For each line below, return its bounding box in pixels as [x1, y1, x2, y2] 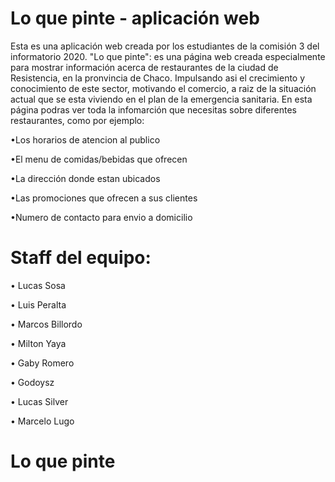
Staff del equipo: [10, 247, 152, 269]
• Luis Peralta [10, 298, 67, 311]
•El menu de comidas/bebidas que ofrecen [10, 153, 188, 165]
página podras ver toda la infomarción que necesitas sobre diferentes [10, 103, 297, 116]
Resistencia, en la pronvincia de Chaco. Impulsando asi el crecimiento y [10, 72, 306, 84]
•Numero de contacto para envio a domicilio [10, 211, 193, 223]
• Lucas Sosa [10, 279, 66, 291]
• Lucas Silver [10, 395, 69, 407]
